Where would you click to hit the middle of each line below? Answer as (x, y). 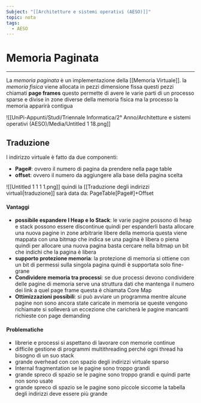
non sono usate (34, 381)
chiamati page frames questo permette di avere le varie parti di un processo (100, 93)
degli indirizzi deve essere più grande (61, 394)
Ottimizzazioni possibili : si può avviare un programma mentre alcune (100, 297)
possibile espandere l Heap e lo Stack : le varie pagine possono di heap (103, 220)
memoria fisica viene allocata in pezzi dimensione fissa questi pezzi (90, 87)
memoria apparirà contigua (39, 106)
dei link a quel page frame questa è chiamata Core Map (83, 290)
